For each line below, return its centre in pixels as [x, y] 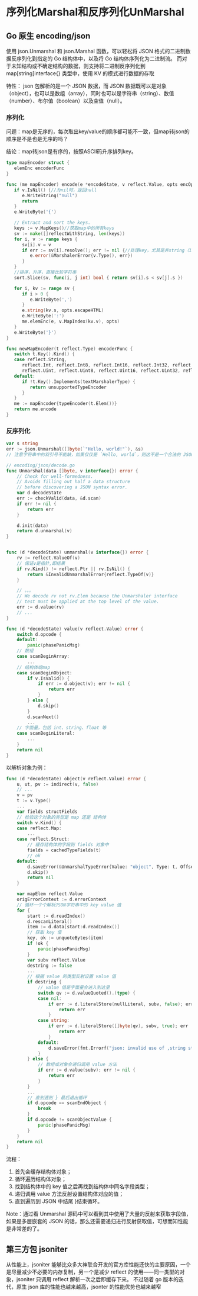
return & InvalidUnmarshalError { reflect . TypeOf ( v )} [91, 574]
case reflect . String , [40, 360]
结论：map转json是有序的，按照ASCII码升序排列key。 [71, 152]
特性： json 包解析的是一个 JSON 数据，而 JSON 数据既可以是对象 [86, 86]
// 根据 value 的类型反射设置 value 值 [72, 977]
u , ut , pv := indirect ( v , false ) [58, 784]
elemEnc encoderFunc [39, 168]
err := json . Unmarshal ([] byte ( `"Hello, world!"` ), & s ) [75, 449]
